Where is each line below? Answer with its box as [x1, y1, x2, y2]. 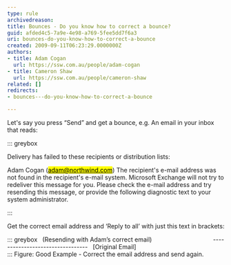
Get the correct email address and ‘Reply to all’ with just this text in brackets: [7, 222, 225, 230]
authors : [7, 49, 32, 56]
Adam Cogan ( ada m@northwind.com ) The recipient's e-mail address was [7, 166, 217, 174]
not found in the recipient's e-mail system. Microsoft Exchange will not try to [7, 173, 224, 181]
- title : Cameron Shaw [7, 68, 72, 75]
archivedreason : [7, 17, 54, 23]
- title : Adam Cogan [7, 55, 67, 62]
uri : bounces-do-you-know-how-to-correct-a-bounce [7, 36, 156, 43]
